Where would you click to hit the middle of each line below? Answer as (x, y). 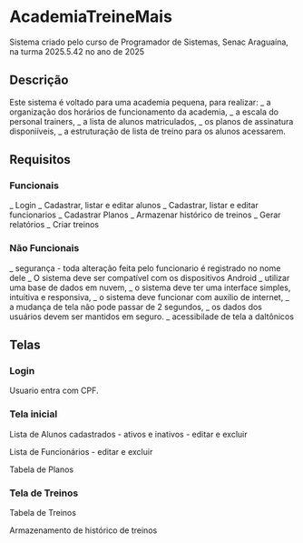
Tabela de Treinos (43, 513)
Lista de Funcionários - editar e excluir (81, 451)
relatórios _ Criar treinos (54, 225)
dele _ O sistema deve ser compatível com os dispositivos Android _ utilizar (150, 277)
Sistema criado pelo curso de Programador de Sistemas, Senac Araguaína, (149, 42)
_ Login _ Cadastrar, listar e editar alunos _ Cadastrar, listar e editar (134, 206)
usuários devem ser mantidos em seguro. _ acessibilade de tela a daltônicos (152, 317)
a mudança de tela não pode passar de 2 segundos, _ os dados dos (136, 307)
